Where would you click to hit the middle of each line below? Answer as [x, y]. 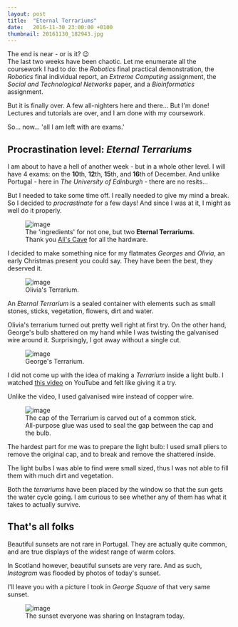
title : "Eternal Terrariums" [52, 21]
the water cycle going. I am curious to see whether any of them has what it [117, 497]
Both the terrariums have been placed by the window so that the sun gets [115, 490]
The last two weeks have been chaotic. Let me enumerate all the [102, 62]
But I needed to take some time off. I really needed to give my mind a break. [118, 196]
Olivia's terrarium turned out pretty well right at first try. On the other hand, [117, 325]
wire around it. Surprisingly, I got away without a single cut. [94, 340]
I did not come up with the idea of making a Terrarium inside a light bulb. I [115, 375]
